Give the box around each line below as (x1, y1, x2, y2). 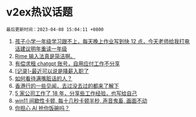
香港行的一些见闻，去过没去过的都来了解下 (14, 82, 119, 89)
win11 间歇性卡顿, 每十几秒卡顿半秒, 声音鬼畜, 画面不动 (14, 97, 147, 104)
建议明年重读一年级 (20, 45, 67, 52)
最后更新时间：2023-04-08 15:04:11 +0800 (6, 26, 104, 33)
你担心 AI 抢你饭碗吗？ (14, 105, 70, 112)
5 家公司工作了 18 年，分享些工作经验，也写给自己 (14, 90, 138, 97)
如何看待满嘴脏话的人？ (14, 75, 72, 82)
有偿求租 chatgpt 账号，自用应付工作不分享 (14, 60, 120, 67)
